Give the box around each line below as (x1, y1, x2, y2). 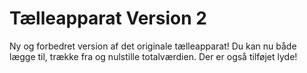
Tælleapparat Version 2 (9, 7, 207, 30)
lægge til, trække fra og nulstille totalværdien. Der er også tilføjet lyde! (9, 50, 298, 62)
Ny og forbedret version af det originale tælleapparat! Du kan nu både (9, 40, 297, 52)
